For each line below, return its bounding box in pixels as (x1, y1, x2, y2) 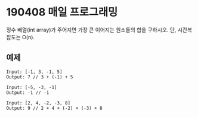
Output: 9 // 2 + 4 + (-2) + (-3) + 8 (6, 105, 103, 111)
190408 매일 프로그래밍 (6, 5, 118, 19)
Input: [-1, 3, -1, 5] (6, 69, 63, 75)
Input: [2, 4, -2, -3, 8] (6, 100, 70, 106)
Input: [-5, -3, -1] (6, 84, 58, 90)
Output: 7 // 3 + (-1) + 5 (6, 74, 73, 80)
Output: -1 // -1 (6, 90, 49, 96)
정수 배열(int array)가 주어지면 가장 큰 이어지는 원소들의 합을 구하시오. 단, (6, 26, 177, 33)
